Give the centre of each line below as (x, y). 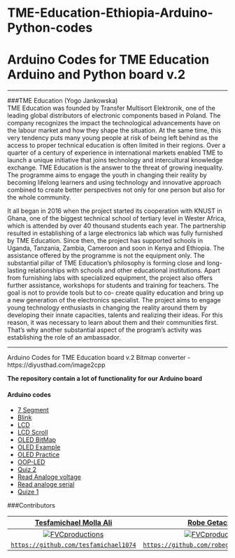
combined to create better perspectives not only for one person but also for (116, 190)
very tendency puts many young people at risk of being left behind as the (113, 138)
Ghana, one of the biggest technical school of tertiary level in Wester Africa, (116, 218)
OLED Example (39, 447)
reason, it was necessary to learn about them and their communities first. (113, 323)
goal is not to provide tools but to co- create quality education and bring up (115, 293)
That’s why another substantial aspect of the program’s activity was (105, 330)
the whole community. (39, 197)
